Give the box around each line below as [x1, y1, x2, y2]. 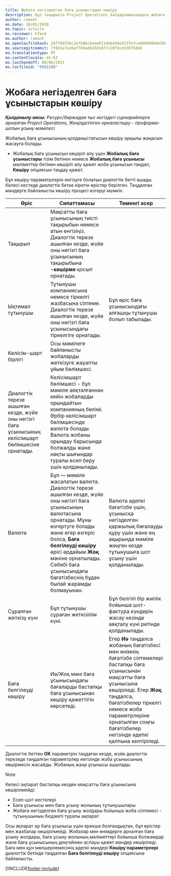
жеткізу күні [8, 614, 38, 621]
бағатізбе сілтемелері [108, 655, 163, 662]
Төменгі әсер [119, 200, 153, 207]
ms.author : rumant [5, 36, 44, 41]
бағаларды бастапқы [50, 683, 103, 690]
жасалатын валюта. [50, 478, 99, 485]
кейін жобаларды [50, 393, 94, 400]
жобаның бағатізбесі [108, 642, 161, 649]
